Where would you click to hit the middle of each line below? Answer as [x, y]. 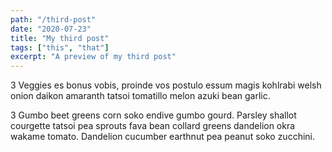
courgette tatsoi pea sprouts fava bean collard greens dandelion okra [153, 126]
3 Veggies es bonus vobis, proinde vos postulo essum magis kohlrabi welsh [166, 85]
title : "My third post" [60, 38]
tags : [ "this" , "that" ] [60, 47]
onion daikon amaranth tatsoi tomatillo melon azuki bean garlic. [140, 96]
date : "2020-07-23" [51, 29]
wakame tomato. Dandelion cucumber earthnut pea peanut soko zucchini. [163, 137]
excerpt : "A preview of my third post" [93, 57]
